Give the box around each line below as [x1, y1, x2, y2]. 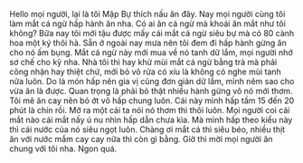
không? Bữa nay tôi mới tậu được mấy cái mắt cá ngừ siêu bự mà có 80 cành [9, 28, 295, 38]
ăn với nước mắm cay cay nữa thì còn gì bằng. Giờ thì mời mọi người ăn [9, 134, 273, 144]
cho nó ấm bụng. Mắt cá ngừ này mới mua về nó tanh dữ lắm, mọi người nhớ [9, 47, 293, 58]
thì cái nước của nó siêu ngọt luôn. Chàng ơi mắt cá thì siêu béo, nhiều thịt [9, 124, 286, 135]
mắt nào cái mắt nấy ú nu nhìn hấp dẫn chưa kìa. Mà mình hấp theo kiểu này [9, 114, 293, 125]
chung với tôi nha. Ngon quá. [9, 143, 118, 154]
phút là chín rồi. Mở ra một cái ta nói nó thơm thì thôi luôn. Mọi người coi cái [9, 105, 290, 115]
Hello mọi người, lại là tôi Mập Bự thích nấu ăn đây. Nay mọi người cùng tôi [9, 9, 286, 19]
